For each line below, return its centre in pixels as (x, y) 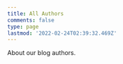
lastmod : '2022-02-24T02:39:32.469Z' (62, 33)
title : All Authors (36, 14)
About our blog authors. (42, 53)
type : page (23, 26)
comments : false (31, 20)
